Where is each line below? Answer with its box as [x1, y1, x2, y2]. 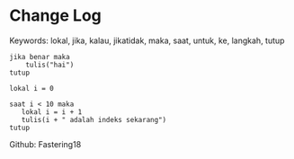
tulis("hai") [25, 60, 75, 69]
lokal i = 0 [9, 84, 54, 93]
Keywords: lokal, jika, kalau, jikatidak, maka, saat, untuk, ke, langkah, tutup [9, 35, 285, 46]
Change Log [9, 5, 102, 26]
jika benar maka [9, 52, 70, 61]
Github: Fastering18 [9, 138, 82, 149]
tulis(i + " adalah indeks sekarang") [21, 115, 167, 124]
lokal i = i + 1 [21, 107, 83, 117]
